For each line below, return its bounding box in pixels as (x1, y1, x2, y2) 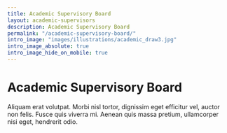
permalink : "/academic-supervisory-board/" (7, 29, 137, 37)
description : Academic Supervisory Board (7, 23, 130, 30)
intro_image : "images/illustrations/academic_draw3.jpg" (7, 36, 177, 43)
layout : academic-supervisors (7, 17, 96, 24)
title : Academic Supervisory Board (7, 10, 111, 17)
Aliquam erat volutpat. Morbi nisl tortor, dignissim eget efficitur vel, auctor (7, 102, 221, 111)
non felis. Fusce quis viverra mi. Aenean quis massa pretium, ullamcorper (7, 110, 219, 118)
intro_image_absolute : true (7, 43, 90, 50)
